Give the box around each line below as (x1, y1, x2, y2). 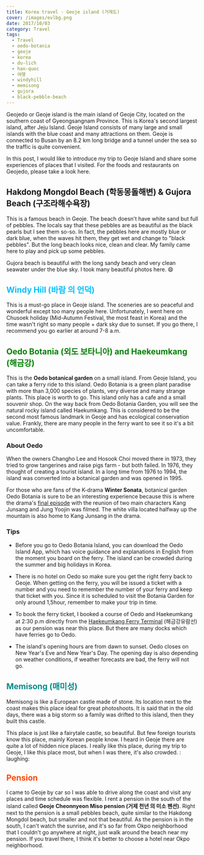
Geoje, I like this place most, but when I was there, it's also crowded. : (6, 748, 181, 756)
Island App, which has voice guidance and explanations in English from (15, 548, 194, 555)
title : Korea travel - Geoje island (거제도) (6, 9, 120, 15)
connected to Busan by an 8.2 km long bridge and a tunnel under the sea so (6, 137, 197, 144)
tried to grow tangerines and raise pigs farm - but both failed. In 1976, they (6, 461, 193, 469)
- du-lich (12, 60, 37, 66)
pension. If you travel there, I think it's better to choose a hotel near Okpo (6, 835, 190, 843)
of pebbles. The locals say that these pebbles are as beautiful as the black (6, 221, 193, 229)
